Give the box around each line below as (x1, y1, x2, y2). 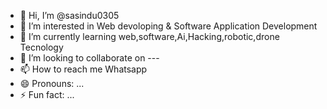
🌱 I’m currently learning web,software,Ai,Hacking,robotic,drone (19, 31, 280, 42)
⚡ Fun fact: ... (19, 89, 75, 100)
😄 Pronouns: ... (19, 78, 85, 89)
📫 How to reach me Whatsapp (19, 63, 148, 75)
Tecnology (19, 41, 64, 53)
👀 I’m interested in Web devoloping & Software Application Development (19, 20, 318, 32)
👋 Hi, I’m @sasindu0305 (19, 10, 120, 21)
